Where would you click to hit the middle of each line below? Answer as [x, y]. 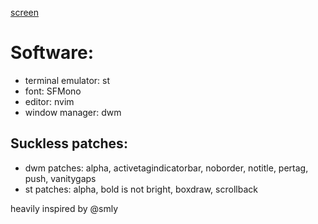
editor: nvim [49, 101]
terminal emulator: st [67, 80]
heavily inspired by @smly [64, 208]
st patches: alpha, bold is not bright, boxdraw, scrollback [141, 189]
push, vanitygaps [60, 178]
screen [25, 12]
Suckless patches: [69, 143]
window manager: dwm [73, 112]
